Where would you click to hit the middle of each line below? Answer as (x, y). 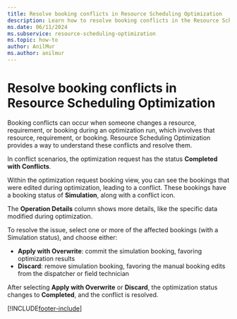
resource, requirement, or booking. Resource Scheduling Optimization (109, 138)
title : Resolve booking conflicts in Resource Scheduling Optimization (115, 14)
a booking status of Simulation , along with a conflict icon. (91, 195)
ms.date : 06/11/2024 (38, 27)
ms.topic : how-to (33, 40)
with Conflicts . (29, 166)
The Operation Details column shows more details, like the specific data (113, 208)
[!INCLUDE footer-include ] (45, 308)
